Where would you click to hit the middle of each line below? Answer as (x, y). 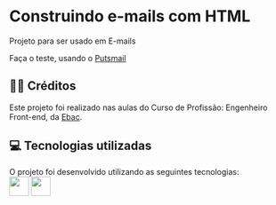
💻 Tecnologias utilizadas (81, 146)
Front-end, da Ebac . (46, 116)
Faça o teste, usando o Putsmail (68, 58)
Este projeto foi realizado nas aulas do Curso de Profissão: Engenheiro (138, 107)
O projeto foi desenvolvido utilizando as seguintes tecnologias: (124, 171)
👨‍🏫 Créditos (43, 86)
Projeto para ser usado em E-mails (73, 41)
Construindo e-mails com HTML (130, 16)
